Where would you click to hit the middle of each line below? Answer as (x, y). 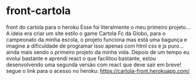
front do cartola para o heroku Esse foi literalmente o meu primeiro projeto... (98, 27)
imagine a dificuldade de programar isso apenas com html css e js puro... (95, 46)
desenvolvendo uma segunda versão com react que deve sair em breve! (94, 64)
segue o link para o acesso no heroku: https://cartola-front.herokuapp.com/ (98, 71)
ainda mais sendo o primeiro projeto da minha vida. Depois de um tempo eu (98, 52)
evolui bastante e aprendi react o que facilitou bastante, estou (81, 58)
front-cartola (39, 11)
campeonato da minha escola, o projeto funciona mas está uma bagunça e (97, 39)
